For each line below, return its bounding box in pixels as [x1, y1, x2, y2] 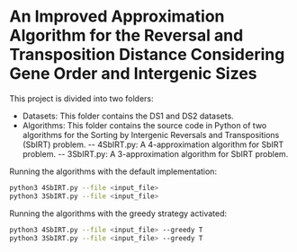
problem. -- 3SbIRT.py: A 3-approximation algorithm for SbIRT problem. [22, 148, 289, 159]
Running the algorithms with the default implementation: [9, 166, 218, 177]
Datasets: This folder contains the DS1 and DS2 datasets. [22, 110, 234, 121]
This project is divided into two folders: [9, 92, 155, 104]
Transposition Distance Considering [9, 45, 285, 65]
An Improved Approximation [9, 6, 225, 27]
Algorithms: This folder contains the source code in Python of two [22, 119, 267, 131]
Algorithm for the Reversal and [9, 25, 244, 46]
